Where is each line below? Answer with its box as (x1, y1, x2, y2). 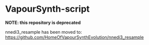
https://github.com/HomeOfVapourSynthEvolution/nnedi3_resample (5, 34, 144, 40)
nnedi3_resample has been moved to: (5, 29, 82, 35)
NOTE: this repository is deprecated (5, 20, 81, 25)
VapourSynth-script (5, 3, 90, 15)
